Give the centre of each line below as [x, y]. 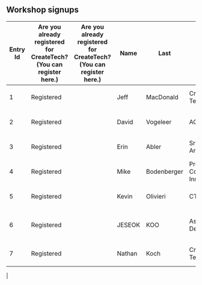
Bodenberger [165, 171]
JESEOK [128, 225]
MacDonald [162, 97]
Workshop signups [43, 10]
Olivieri [156, 196]
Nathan [127, 253]
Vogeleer [159, 121]
